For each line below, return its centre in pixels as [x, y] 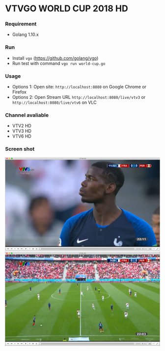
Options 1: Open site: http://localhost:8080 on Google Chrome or [79, 87]
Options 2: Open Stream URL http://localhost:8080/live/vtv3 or [79, 97]
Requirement [21, 24]
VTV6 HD [22, 136]
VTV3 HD [22, 131]
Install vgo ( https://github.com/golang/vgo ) [55, 58]
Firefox [19, 92]
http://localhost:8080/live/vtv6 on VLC [54, 102]
